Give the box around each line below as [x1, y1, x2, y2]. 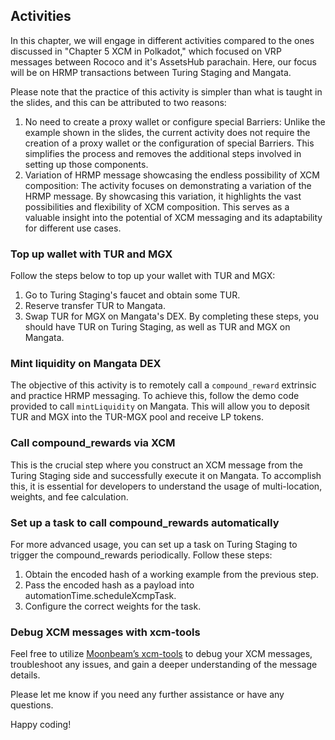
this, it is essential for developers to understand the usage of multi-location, [10, 480, 323, 492]
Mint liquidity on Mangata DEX [10, 357, 162, 371]
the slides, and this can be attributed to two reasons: [10, 96, 227, 108]
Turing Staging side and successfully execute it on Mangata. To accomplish [10, 469, 322, 481]
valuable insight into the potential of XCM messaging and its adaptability [24, 211, 323, 223]
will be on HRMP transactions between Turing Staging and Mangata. [10, 66, 292, 78]
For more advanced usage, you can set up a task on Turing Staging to [10, 539, 298, 550]
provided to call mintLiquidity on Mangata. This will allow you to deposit [10, 400, 310, 413]
